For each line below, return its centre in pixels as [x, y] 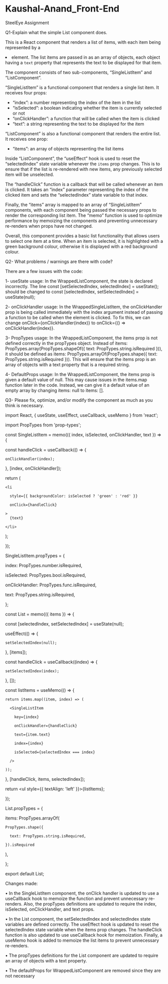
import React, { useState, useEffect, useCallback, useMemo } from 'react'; [82, 415]
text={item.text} [32, 735]
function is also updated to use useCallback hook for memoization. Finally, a [84, 935]
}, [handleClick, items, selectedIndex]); [45, 779]
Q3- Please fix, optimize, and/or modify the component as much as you [79, 400]
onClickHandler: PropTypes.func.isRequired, [51, 585]
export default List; [25, 873]
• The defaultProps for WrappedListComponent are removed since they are [83, 970]
